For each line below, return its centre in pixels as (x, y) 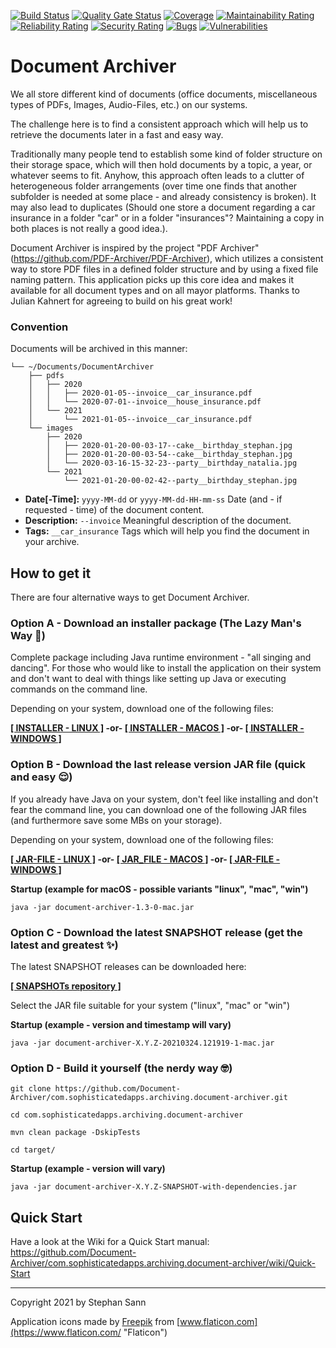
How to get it (51, 573)
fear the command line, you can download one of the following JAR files (158, 809)
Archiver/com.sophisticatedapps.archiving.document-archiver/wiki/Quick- (163, 1263)
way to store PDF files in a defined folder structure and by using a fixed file (164, 269)
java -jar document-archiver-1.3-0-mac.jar (102, 907)
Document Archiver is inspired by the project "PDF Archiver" (135, 247)
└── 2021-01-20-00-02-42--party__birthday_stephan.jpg (180, 481)
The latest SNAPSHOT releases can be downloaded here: (128, 966)
